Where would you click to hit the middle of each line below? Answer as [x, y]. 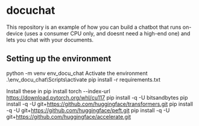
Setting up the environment [59, 58]
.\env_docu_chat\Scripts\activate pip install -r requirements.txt [84, 79]
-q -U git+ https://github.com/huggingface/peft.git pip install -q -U [88, 110]
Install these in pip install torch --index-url [58, 91]
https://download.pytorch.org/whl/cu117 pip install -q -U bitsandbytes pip [97, 97]
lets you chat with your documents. [50, 40]
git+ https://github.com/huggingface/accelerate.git [69, 116]
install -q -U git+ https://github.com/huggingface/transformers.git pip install [99, 104]
